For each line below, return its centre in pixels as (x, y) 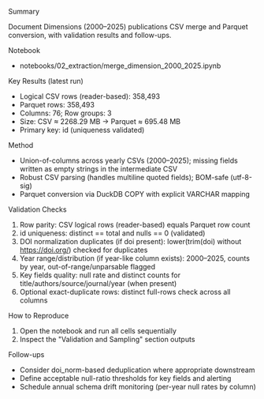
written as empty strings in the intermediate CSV (99, 169)
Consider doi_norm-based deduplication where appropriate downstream (137, 370)
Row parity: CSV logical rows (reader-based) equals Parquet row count (135, 225)
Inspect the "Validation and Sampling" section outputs (107, 339)
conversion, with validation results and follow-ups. (90, 35)
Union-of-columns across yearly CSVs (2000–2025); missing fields (128, 160)
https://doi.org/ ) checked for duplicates (84, 250)
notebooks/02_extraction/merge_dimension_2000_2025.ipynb (120, 66)
